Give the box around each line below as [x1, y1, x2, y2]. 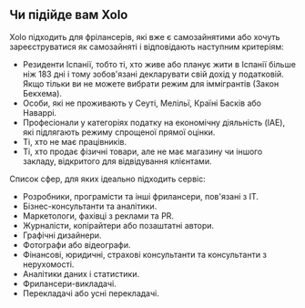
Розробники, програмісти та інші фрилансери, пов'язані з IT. [22, 190, 259, 201]
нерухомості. [22, 259, 75, 270]
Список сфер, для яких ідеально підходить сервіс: [9, 173, 207, 184]
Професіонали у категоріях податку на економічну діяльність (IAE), [22, 117, 285, 128]
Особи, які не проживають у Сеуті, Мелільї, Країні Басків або [22, 98, 262, 108]
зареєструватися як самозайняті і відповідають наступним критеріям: [9, 41, 284, 52]
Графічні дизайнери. [22, 230, 102, 241]
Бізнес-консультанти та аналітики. [22, 200, 158, 211]
